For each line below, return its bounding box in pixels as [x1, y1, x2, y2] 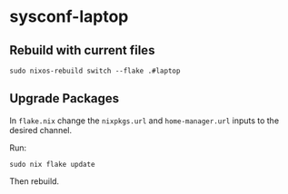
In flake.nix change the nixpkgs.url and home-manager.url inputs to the [9, 115, 280, 126]
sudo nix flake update [9, 160, 95, 169]
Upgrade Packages [9, 91, 120, 106]
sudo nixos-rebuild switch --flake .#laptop [9, 66, 181, 75]
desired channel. [9, 124, 73, 135]
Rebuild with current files [9, 43, 155, 58]
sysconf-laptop [9, 6, 129, 27]
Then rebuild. [9, 175, 60, 187]
